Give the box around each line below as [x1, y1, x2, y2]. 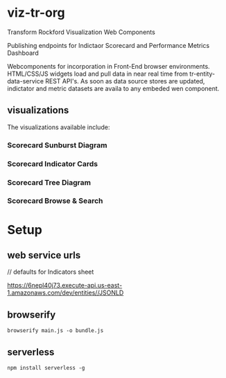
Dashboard [7, 49, 40, 57]
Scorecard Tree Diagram [7, 177, 92, 187]
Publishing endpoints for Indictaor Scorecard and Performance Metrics [7, 41, 210, 49]
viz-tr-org [7, 5, 65, 21]
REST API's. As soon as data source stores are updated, [44, 76, 205, 85]
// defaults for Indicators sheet [7, 268, 94, 276]
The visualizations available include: [7, 123, 110, 131]
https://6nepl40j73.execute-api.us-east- [7, 281, 123, 290]
